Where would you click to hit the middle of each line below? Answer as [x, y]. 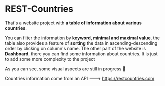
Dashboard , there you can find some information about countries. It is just [82, 54]
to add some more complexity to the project [50, 59]
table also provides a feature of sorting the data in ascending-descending [81, 43]
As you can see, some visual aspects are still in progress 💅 [65, 69]
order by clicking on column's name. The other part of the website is [76, 48]
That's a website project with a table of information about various [73, 23]
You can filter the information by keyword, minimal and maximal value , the [82, 38]
